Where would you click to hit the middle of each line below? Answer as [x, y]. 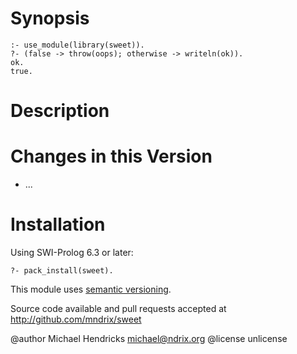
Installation [58, 224]
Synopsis [50, 18]
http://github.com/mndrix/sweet [76, 319]
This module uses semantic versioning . [91, 289]
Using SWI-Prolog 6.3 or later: [72, 252]
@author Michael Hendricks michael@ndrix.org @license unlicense [149, 338]
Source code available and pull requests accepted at [118, 308]
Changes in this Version [111, 156]
